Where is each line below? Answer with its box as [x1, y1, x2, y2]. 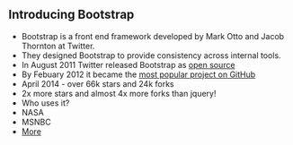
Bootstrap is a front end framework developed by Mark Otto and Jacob [21, 30, 285, 41]
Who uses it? [21, 98, 70, 108]
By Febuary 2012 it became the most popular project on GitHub [21, 69, 256, 80]
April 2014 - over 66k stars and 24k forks [21, 78, 174, 89]
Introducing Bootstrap [8, 7, 135, 22]
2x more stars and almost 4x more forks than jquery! [21, 88, 217, 98]
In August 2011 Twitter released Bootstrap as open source [21, 59, 235, 70]
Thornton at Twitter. [21, 40, 95, 51]
